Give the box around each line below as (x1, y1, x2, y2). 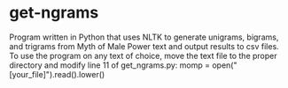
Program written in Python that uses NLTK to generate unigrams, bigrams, (9, 32, 279, 42)
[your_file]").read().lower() (9, 69, 105, 79)
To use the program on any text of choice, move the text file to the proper (9, 50, 277, 61)
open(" (212, 60, 237, 70)
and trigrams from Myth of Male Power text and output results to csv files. (9, 40, 279, 51)
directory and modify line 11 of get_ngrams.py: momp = (9, 60, 211, 70)
